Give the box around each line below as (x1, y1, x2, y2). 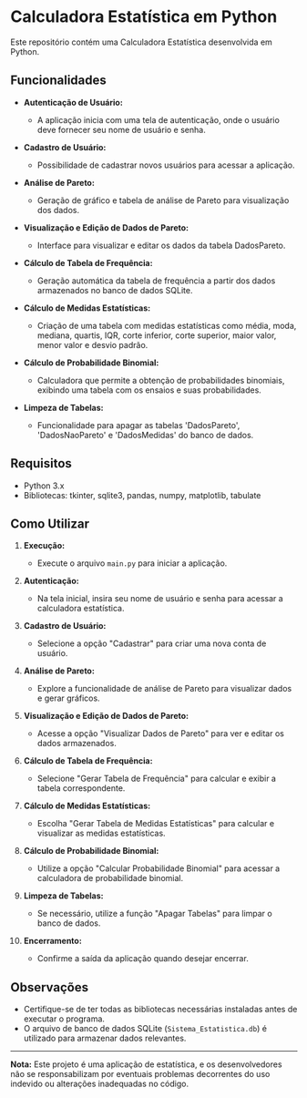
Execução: (23, 540, 66, 551)
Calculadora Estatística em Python (10, 6, 278, 27)
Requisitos (10, 456, 72, 471)
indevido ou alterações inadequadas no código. (10, 1078, 189, 1090)
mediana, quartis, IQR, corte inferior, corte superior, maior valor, (36, 330, 277, 341)
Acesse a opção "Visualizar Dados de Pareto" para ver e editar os (36, 728, 285, 739)
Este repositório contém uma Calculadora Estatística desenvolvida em (10, 36, 272, 47)
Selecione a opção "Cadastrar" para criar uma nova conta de (36, 638, 267, 649)
